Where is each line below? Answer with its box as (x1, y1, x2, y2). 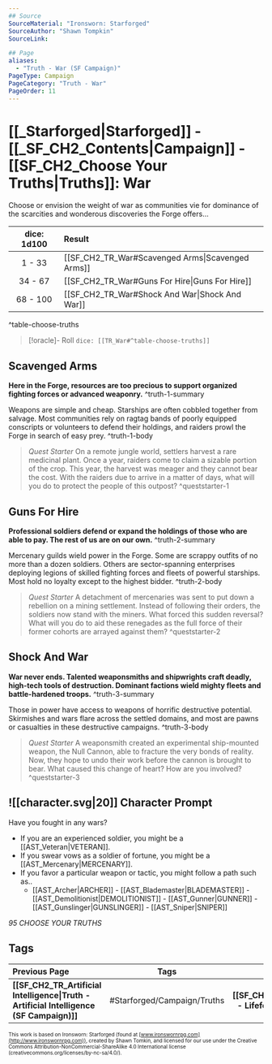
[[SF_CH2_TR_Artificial (12, 980, 102, 991)
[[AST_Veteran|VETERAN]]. (19, 841, 111, 851)
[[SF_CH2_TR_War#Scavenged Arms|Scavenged (63, 253, 249, 264)
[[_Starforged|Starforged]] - (8, 122, 202, 141)
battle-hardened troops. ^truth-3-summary (8, 689, 155, 699)
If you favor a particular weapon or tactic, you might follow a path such (19, 867, 257, 877)
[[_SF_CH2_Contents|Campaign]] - (8, 139, 245, 158)
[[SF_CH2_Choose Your (8, 156, 168, 175)
